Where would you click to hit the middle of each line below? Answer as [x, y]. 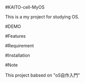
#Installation [18, 55]
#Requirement [20, 46]
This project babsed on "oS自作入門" [43, 75]
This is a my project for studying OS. [42, 17]
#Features [16, 36]
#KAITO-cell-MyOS [25, 7]
